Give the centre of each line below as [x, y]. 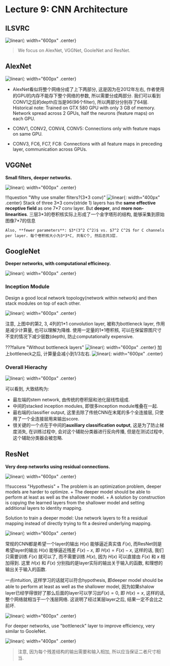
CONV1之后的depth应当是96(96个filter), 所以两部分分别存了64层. [80, 102]
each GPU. [24, 118]
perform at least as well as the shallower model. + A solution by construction [85, 497]
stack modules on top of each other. [43, 303]
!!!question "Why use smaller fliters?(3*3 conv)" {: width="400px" [83, 197]
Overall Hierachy [26, 367]
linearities [16, 214]
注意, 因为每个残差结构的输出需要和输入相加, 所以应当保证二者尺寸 [87, 651]
